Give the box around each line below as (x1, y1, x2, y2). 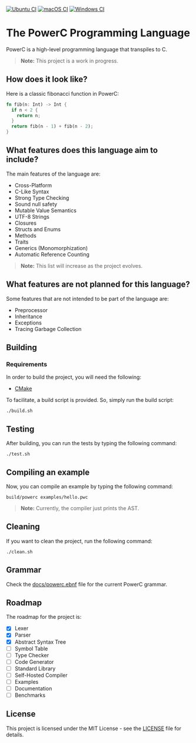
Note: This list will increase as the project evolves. (20, 262, 143, 269)
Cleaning (6, 522, 40, 532)
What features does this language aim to (6, 145, 158, 155)
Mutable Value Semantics (14, 207, 77, 214)
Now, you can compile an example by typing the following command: (6, 482, 174, 490)
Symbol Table (14, 645, 48, 652)
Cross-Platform (14, 181, 52, 189)
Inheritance (14, 313, 43, 320)
